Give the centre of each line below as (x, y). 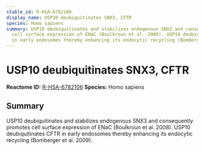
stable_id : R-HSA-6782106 (39, 12)
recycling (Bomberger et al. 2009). (49, 140)
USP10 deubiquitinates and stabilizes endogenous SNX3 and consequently (100, 121)
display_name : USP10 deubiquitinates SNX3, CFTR (69, 18)
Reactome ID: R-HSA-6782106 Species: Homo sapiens (75, 87)
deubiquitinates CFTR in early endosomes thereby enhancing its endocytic (100, 134)
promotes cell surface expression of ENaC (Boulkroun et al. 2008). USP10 (98, 127)
